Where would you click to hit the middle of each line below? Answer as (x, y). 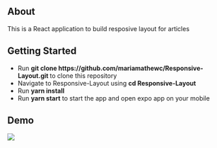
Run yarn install (41, 91)
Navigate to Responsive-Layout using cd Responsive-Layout (107, 83)
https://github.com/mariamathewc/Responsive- (131, 68)
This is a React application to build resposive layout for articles (98, 28)
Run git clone (37, 68)
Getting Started (42, 51)
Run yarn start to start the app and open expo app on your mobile (113, 98)
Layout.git (33, 75)
